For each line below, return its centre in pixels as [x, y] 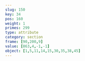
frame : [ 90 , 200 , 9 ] [24, 42]
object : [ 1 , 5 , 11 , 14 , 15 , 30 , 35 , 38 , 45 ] [43, 51]
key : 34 [13, 14]
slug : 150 [15, 10]
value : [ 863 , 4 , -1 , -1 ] [27, 46]
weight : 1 [15, 23]
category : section [24, 37]
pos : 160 [14, 19]
